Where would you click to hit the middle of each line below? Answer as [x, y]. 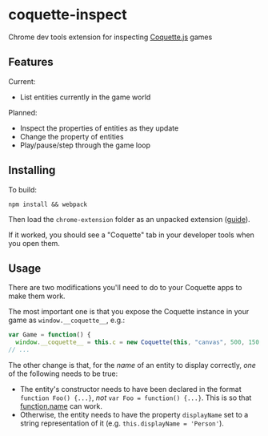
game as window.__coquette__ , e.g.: [67, 320]
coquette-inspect [68, 15]
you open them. [34, 243]
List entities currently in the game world [85, 97]
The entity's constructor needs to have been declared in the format [130, 389]
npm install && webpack [48, 204]
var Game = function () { [50, 335]
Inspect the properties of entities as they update [99, 128]
